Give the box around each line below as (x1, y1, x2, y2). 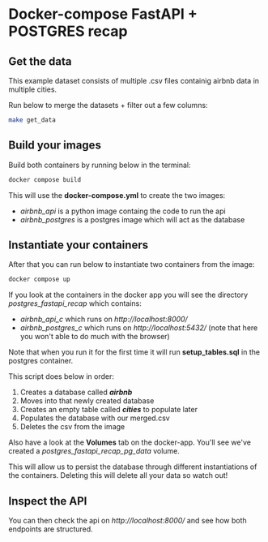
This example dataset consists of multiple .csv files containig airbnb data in (8, 76, 260, 85)
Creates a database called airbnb (19, 387, 133, 398)
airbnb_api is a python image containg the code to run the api (19, 206, 226, 216)
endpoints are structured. (8, 524, 93, 534)
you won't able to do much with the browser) (19, 332, 170, 342)
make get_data (8, 116, 57, 124)
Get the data (8, 54, 72, 68)
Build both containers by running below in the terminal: (8, 160, 191, 170)
